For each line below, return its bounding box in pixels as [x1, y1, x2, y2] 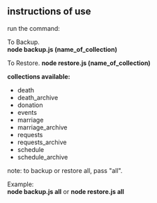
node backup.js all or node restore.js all [7, 187, 124, 195]
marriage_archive [17, 122, 68, 132]
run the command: [7, 24, 61, 32]
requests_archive [17, 138, 67, 146]
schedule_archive [17, 153, 68, 161]
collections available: [7, 72, 70, 80]
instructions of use [7, 6, 91, 17]
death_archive [17, 93, 59, 101]
